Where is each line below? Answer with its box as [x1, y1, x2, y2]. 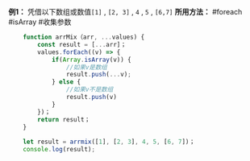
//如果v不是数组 [65, 85, 114, 94]
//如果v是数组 [65, 63, 107, 71]
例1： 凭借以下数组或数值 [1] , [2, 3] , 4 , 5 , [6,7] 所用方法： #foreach [8, 7, 243, 16]
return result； [37, 115, 91, 123]
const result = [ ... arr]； [37, 40, 127, 48]
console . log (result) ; [23, 146, 95, 154]
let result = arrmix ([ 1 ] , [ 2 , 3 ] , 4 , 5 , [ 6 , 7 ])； [23, 138, 196, 147]
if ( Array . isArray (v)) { [51, 56, 131, 64]
